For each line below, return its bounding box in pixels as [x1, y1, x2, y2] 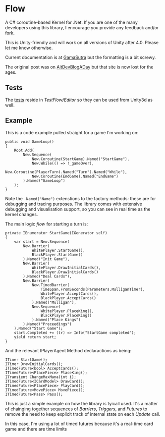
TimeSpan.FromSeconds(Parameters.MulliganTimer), [40, 287, 145, 292]
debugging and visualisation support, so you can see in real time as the [5, 206, 151, 212]
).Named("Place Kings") [31, 317, 81, 322]
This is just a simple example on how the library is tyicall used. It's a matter [5, 400, 158, 406]
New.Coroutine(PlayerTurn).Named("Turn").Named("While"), [5, 169, 127, 174]
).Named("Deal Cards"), [23, 273, 72, 279]
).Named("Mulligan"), [31, 300, 77, 305]
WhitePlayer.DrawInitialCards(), [31, 265, 101, 270]
